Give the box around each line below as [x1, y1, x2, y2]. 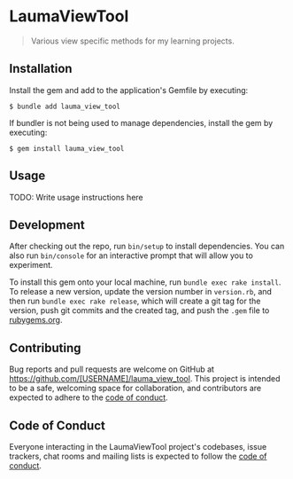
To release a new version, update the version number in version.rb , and [9, 287, 273, 297]
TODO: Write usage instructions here [9, 192, 143, 202]
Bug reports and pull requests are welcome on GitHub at [9, 364, 215, 374]
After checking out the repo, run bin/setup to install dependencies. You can [9, 241, 285, 252]
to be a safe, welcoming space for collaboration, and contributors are [9, 383, 262, 394]
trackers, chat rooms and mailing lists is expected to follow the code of [9, 451, 267, 461]
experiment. [9, 260, 53, 271]
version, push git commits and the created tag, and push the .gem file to [9, 305, 270, 316]
